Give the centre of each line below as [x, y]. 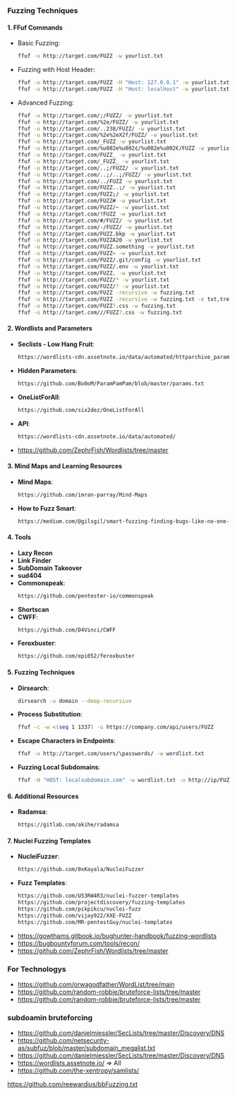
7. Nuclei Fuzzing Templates [49, 841]
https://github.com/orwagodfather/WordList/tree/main [96, 984]
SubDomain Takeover [50, 568]
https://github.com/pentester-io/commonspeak [85, 596]
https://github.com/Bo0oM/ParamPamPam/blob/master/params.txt [111, 384]
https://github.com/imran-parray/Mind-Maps [83, 495]
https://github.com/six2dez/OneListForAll [81, 410]
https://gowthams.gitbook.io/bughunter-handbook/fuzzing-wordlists [117, 935]
